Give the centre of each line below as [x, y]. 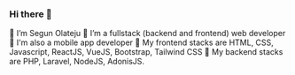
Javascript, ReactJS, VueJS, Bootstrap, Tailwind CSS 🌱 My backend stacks [146, 52]
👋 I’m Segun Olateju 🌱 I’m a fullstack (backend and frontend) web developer [147, 34]
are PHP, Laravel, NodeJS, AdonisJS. [77, 62]
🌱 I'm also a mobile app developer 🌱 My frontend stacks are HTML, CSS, [142, 42]
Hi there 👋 [31, 14]
